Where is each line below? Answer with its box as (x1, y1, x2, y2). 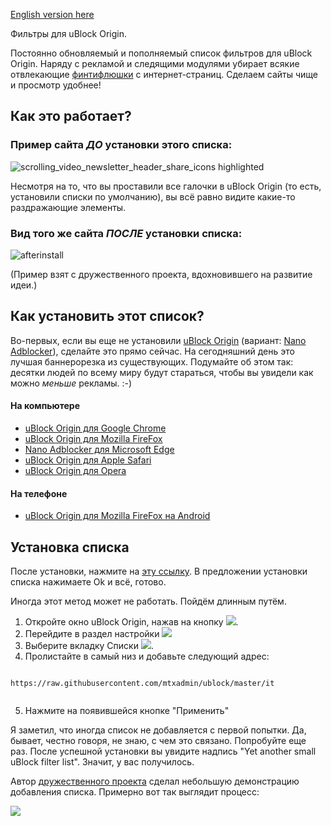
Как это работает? (10, 108, 132, 125)
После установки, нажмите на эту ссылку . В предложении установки (10, 565, 308, 578)
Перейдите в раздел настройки (24, 628, 160, 640)
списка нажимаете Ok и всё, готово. (10, 576, 167, 588)
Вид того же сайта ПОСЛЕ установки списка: (10, 226, 243, 240)
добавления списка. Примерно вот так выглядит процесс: (10, 786, 260, 798)
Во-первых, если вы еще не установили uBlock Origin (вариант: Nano (10, 334, 307, 346)
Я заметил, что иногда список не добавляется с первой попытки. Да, (10, 724, 307, 736)
